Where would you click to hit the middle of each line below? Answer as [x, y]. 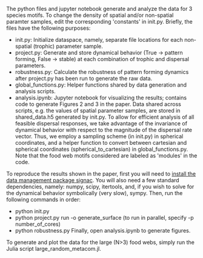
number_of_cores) [38, 224]
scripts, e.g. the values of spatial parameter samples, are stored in [98, 111]
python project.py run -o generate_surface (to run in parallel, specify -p [104, 218]
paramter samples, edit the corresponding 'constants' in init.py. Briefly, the [99, 21]
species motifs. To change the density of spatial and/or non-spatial [90, 15]
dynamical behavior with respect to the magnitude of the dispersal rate [104, 130]
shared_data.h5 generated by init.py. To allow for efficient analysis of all [105, 117]
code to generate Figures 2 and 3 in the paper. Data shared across [98, 104]
